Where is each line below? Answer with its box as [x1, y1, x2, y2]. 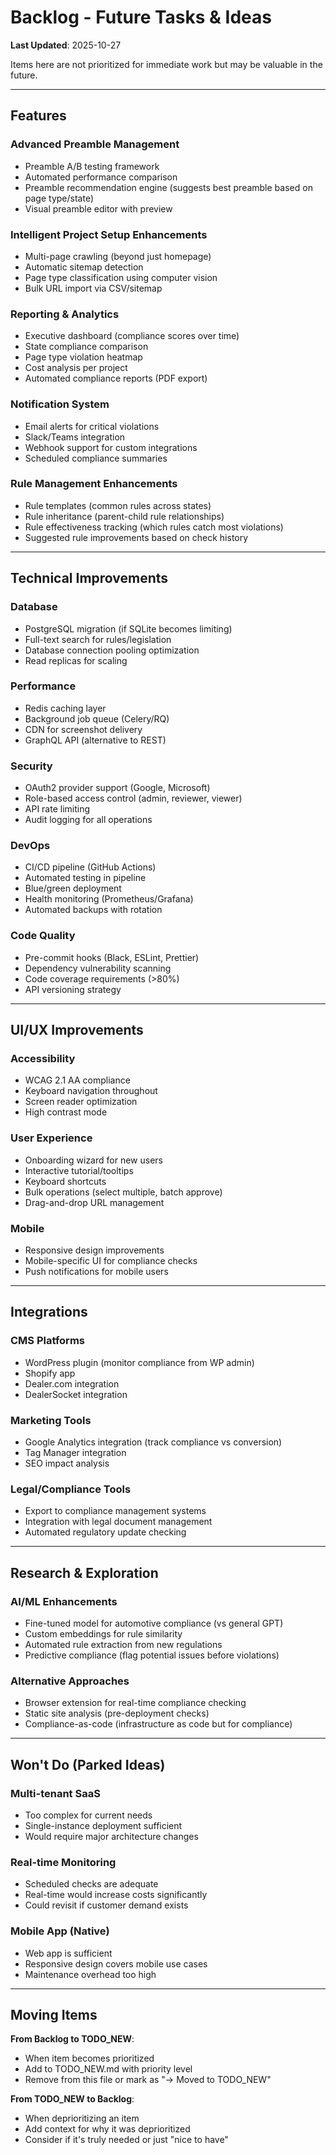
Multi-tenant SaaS [10, 1786, 101, 1800]
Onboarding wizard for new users [24, 1154, 163, 1166]
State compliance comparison [24, 341, 149, 353]
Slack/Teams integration [24, 431, 126, 443]
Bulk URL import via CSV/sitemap [24, 282, 163, 294]
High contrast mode [24, 1106, 108, 1118]
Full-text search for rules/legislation [24, 633, 172, 645]
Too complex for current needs [24, 1809, 153, 1821]
